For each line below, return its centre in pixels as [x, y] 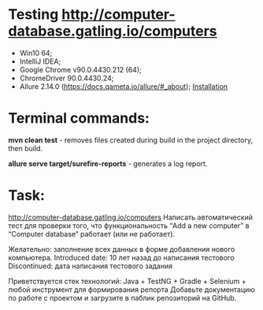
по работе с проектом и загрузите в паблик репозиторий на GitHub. [122, 297]
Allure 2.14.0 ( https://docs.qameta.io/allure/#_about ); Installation [124, 86]
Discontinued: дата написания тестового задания [91, 266]
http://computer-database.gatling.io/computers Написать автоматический [131, 217]
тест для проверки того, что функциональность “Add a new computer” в [129, 225]
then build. [26, 148]
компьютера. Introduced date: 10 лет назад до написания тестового [121, 257]
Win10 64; [36, 53]
